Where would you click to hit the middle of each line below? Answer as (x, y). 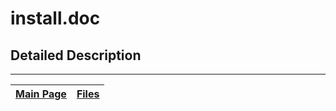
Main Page (41, 94)
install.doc (55, 18)
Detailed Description (76, 55)
